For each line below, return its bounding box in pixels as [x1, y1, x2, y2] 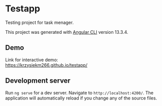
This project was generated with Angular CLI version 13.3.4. [5, 29, 129, 35]
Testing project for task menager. [5, 19, 74, 25]
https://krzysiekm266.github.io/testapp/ [5, 62, 88, 68]
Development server [5, 77, 71, 85]
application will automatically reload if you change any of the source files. [5, 95, 157, 101]
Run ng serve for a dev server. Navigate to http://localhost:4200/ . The [5, 90, 154, 96]
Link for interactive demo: [5, 57, 59, 63]
